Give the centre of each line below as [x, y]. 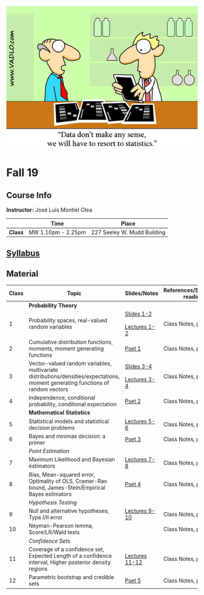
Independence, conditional [62, 398]
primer [37, 443]
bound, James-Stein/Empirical [67, 487]
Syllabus [23, 253]
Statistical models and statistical [69, 421]
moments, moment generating [66, 348]
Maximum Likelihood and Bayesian [72, 460]
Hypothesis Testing [53, 502]
